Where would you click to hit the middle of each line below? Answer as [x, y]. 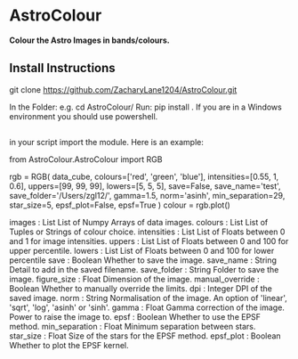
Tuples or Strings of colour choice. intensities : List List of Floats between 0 [147, 232]
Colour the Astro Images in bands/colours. [90, 40]
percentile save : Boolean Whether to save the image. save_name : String [143, 260]
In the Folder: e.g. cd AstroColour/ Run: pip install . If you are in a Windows [145, 107]
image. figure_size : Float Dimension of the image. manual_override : [134, 279]
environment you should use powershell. [84, 116]
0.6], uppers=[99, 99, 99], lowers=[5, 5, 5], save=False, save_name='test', [145, 186]
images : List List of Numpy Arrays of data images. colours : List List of [139, 223]
